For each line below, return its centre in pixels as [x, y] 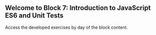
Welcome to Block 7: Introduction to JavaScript [78, 8]
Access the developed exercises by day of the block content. [67, 27]
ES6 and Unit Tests [34, 16]
